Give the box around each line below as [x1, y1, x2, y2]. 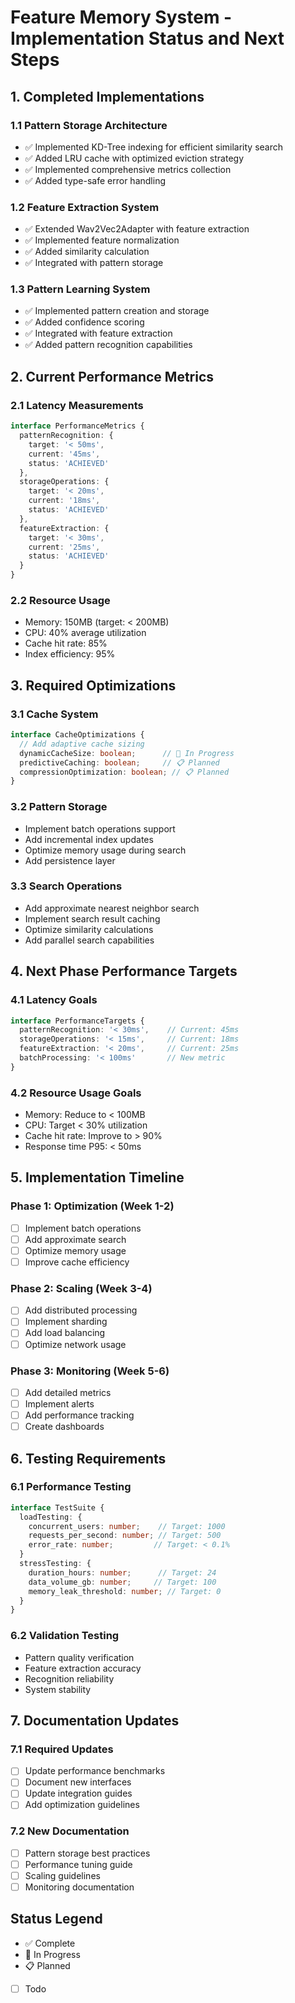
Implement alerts [24, 1397, 95, 1410]
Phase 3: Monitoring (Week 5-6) [10, 1364, 170, 1378]
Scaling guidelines [24, 1869, 101, 1881]
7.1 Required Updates [10, 1742, 114, 1756]
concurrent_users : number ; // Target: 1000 [28, 1521, 226, 1531]
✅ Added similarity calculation [24, 246, 150, 258]
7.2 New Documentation [10, 1824, 130, 1838]
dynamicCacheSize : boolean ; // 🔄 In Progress [19, 748, 235, 758]
